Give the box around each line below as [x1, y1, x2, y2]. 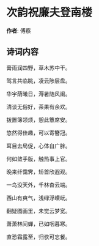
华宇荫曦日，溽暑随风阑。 [6, 90, 71, 97]
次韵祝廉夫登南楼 [6, 6, 93, 20]
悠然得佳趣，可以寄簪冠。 [6, 129, 71, 136]
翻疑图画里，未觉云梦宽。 [6, 207, 71, 214]
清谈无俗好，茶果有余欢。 [6, 103, 71, 110]
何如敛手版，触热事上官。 [6, 155, 71, 162]
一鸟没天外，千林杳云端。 [6, 181, 71, 188]
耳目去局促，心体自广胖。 [6, 142, 71, 149]
